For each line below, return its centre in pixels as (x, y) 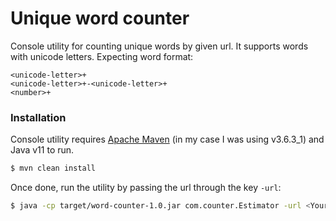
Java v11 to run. (42, 150)
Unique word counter (100, 18)
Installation (38, 117)
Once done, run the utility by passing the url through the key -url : (146, 188)
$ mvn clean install (53, 168)
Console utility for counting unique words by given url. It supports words (159, 46)
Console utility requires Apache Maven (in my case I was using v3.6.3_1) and (167, 139)
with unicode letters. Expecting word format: (102, 56)
